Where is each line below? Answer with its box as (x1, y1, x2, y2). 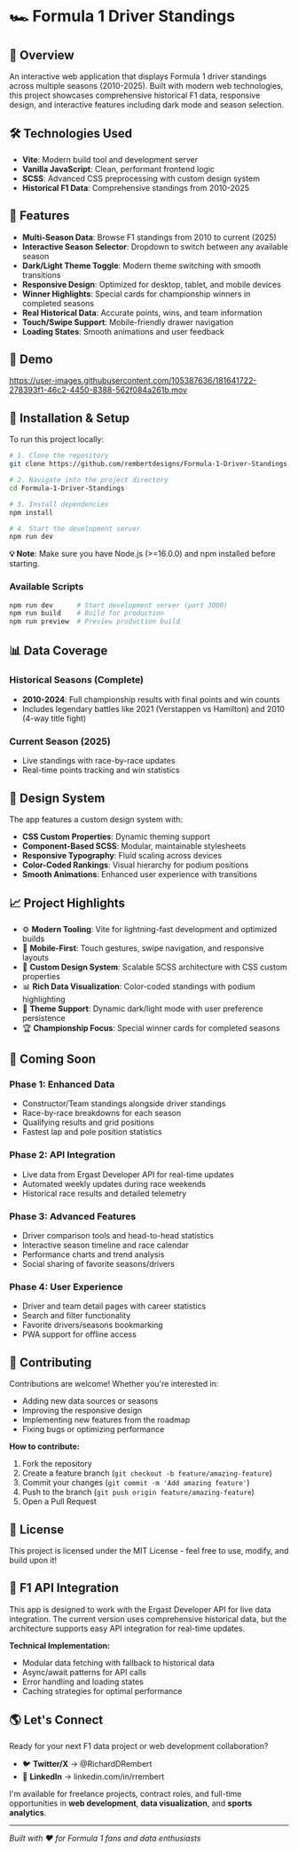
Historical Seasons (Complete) (9, 674, 145, 686)
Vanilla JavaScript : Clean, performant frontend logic (21, 163, 216, 174)
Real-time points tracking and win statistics (21, 764, 180, 776)
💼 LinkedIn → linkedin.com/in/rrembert (21, 1771, 165, 1782)
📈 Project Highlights (9, 896, 126, 911)
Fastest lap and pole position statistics (21, 1127, 162, 1137)
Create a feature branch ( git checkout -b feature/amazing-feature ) (21, 1468, 273, 1478)
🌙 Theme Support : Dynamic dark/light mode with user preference (21, 1003, 263, 1014)
